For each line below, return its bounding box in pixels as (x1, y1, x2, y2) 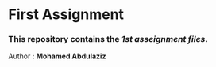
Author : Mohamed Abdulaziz (8, 51, 106, 61)
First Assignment (8, 6, 125, 24)
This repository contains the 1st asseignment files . (8, 34, 208, 45)
